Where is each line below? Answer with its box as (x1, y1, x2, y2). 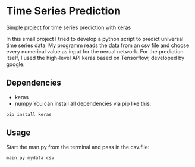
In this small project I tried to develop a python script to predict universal (6, 35, 184, 42)
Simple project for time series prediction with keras (6, 24, 131, 31)
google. (6, 61, 25, 68)
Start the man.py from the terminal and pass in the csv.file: (6, 143, 150, 150)
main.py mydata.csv (6, 155, 55, 161)
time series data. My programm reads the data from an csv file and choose (6, 42, 190, 49)
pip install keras (6, 111, 52, 117)
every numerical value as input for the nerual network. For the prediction (6, 48, 184, 55)
